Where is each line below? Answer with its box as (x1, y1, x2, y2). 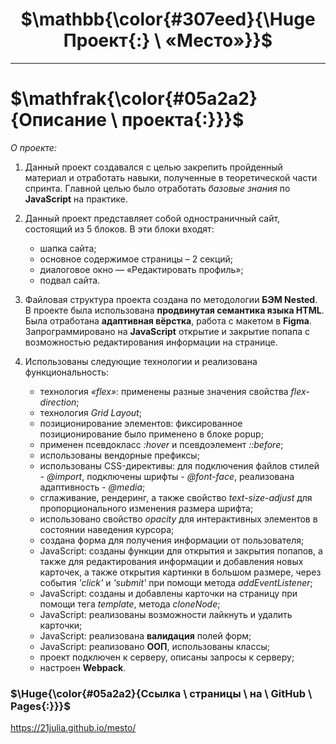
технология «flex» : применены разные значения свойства (39, 385, 289, 397)
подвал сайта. (39, 274, 101, 286)
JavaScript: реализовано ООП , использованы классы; (39, 640, 270, 652)
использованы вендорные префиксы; (39, 449, 200, 461)
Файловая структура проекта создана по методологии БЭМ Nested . (24, 293, 318, 305)
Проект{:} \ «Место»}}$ (63, 29, 273, 52)
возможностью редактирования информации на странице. (24, 336, 278, 348)
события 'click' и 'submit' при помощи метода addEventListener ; (39, 576, 313, 588)
